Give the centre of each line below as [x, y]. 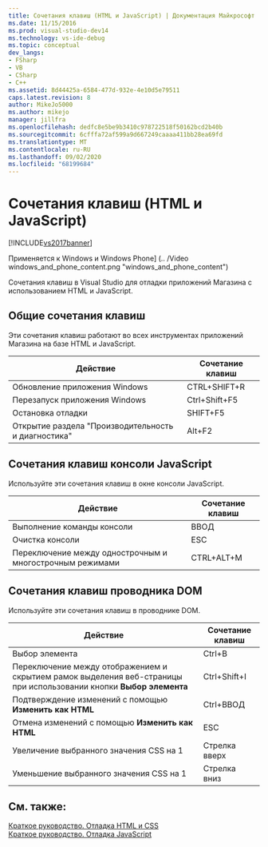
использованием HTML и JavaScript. [71, 291]
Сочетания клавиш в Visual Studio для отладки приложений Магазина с [130, 282]
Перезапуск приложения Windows [79, 400]
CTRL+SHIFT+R [216, 387]
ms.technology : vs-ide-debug [57, 38]
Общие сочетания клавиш [77, 316]
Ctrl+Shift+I [225, 676]
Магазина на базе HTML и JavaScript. [72, 344]
